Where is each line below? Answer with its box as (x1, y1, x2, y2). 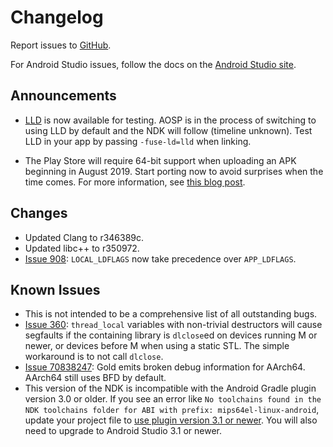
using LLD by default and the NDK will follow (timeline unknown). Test (24, 124, 313, 136)
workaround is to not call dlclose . (24, 351, 164, 363)
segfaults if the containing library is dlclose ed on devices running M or (24, 329, 318, 341)
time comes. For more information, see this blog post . (24, 176, 246, 188)
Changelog (10, 6, 104, 29)
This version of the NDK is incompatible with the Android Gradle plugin (24, 382, 317, 395)
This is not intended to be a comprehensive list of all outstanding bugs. (24, 308, 318, 320)
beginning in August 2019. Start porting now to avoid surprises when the (24, 165, 324, 177)
